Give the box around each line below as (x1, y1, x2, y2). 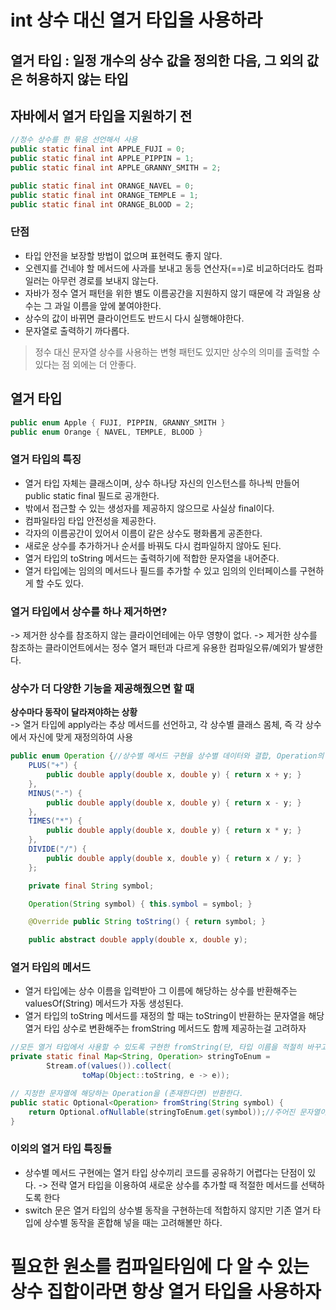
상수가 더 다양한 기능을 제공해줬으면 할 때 (10, 681, 195, 695)
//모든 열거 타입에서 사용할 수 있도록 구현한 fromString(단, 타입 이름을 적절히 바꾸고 (10, 1042, 328, 1053)
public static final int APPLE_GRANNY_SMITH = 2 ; (10, 163, 222, 173)
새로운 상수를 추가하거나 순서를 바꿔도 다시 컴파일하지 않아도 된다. (24, 539, 282, 551)
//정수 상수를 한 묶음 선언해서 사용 (10, 135, 138, 145)
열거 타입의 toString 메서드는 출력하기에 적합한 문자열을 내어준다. (24, 552, 280, 564)
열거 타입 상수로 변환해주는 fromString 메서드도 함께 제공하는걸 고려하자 (24, 1022, 307, 1035)
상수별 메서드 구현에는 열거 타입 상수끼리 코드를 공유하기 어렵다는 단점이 (24, 1166, 306, 1178)
